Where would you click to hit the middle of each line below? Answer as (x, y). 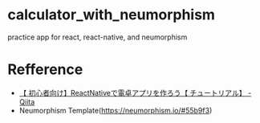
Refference (45, 70)
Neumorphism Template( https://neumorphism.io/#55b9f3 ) (116, 110)
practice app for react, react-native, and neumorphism (97, 37)
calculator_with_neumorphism (112, 15)
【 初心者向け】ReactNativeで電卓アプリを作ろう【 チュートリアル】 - (135, 92)
